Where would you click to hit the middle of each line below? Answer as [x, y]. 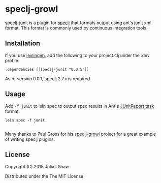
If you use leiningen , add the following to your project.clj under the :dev [78, 55]
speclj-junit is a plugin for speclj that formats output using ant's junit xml [78, 23]
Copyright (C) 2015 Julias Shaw [37, 166]
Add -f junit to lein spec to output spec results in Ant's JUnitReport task [80, 106]
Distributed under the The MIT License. [45, 176]
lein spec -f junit [25, 120]
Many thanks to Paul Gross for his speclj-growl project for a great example [80, 134]
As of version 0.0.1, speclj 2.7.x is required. [48, 78]
